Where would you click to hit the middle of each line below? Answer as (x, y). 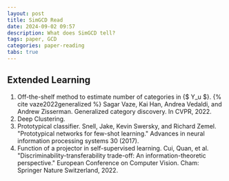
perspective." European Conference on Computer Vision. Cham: (108, 162)
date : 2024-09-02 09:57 (41, 26)
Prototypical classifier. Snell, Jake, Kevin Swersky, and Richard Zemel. (117, 126)
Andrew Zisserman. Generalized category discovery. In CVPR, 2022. (114, 111)
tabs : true (23, 53)
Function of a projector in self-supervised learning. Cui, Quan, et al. (113, 148)
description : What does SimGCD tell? (61, 33)
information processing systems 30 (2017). (78, 141)
